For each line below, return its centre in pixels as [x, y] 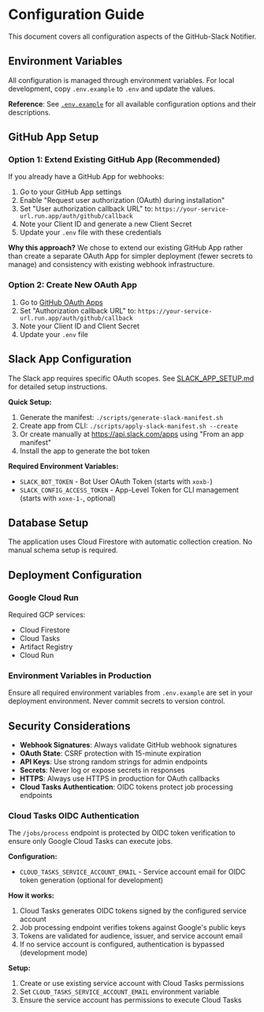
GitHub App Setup [54, 137]
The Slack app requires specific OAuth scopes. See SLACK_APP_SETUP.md [131, 378]
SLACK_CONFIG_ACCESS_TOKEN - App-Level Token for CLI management [129, 489]
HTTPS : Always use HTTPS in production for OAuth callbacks [120, 778]
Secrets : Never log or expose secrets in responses [102, 770]
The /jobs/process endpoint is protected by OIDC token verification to [122, 833]
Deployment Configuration [75, 575]
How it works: [32, 896]
